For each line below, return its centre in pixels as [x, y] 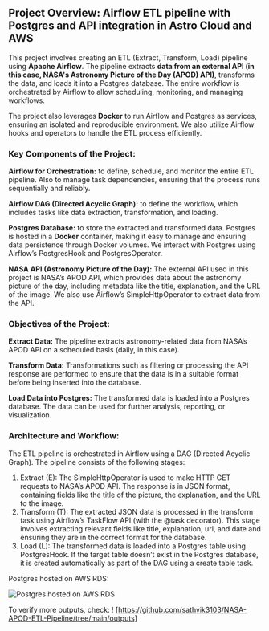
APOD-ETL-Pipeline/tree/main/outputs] [73, 618]
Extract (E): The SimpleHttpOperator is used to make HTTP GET [125, 478]
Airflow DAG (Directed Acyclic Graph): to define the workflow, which [123, 204]
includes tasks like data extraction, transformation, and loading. [113, 213]
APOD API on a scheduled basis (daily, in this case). [94, 350]
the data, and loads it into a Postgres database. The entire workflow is [124, 83]
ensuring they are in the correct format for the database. [113, 537]
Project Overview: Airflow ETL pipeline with [120, 13]
